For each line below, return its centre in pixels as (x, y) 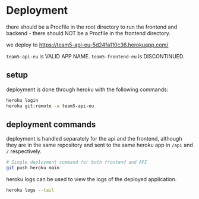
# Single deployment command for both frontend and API (77, 162)
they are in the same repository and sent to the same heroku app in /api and (99, 145)
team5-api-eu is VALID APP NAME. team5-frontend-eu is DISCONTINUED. (95, 56)
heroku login (22, 100)
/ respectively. (24, 151)
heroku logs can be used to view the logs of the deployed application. (91, 179)
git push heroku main (33, 168)
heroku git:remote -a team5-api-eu (50, 106)
